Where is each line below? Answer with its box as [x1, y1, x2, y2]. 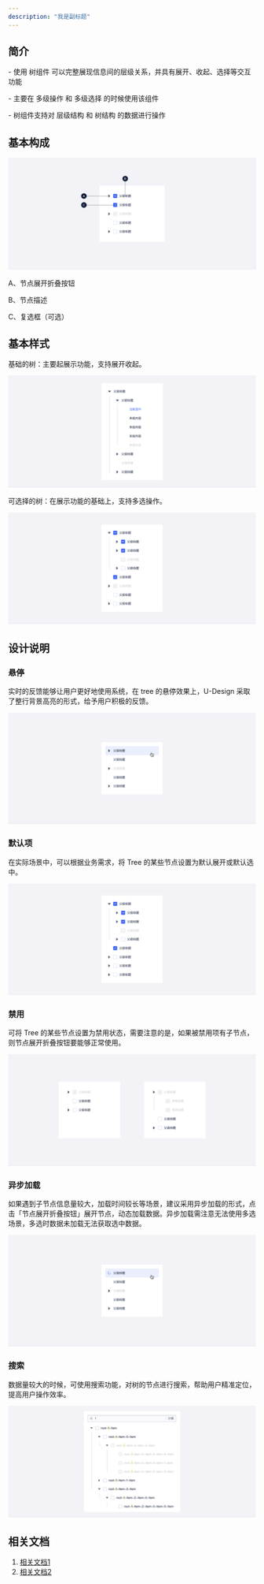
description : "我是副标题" [8, 13, 90, 20]
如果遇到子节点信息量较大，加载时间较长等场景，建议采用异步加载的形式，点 [8, 1199, 256, 1209]
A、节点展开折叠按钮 [8, 278, 75, 288]
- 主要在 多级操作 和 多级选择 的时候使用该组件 [8, 94, 159, 103]
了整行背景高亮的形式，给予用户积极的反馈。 [8, 696, 153, 706]
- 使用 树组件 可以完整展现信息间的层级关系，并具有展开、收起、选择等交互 [8, 67, 251, 76]
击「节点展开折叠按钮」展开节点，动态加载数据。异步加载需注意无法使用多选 [8, 1209, 256, 1218]
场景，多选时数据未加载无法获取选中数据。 [8, 1219, 146, 1228]
